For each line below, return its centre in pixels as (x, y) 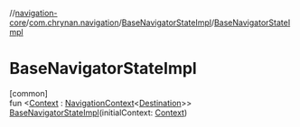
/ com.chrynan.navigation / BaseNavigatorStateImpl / (120, 23)
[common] (28, 93)
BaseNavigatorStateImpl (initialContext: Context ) (98, 113)
